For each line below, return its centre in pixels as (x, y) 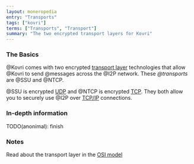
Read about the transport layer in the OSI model (64, 154)
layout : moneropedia (32, 12)
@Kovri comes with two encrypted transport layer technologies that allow (96, 67)
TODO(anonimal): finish (35, 126)
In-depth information (37, 113)
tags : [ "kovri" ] (26, 23)
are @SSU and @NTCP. (35, 80)
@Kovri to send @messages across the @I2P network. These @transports (97, 74)
